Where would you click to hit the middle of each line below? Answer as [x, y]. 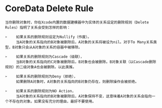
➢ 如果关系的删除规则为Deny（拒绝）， [41, 76]
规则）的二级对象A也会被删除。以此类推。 [41, 67]
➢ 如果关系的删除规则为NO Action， [40, 91]
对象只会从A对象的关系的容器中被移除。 [48, 47]
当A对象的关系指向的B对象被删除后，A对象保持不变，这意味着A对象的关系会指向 [84, 96]
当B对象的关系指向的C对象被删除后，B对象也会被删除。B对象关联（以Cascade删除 [86, 62]
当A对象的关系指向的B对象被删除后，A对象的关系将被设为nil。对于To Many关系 [85, 42]
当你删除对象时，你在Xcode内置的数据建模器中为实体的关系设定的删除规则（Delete [77, 22]
